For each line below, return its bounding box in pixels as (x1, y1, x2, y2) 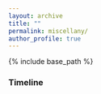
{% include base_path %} (8, 57, 94, 66)
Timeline (8, 77, 44, 88)
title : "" (8, 19, 42, 28)
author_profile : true (8, 34, 82, 43)
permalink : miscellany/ (8, 27, 89, 35)
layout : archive (8, 11, 63, 20)
